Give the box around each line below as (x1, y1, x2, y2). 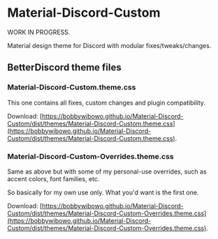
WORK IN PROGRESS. (7, 28, 71, 36)
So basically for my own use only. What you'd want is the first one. (7, 188, 199, 196)
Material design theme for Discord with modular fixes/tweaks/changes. (7, 41, 212, 49)
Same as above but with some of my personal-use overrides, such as (7, 167, 208, 176)
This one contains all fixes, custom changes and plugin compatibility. (7, 98, 206, 107)
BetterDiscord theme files (7, 61, 122, 74)
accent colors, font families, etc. (7, 174, 100, 183)
